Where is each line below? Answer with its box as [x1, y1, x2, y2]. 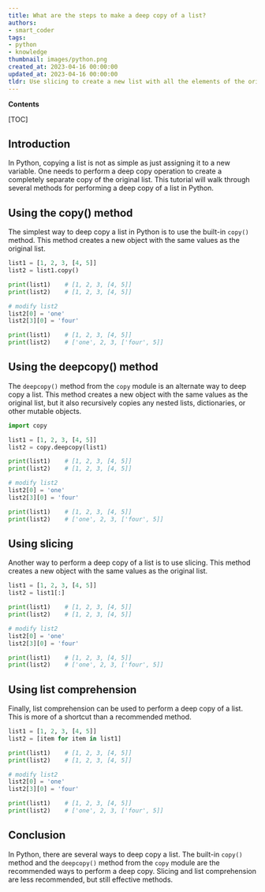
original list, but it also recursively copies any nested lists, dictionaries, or [8, 397, 246, 407]
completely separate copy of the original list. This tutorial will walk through [8, 175, 250, 185]
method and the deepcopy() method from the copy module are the [8, 857, 220, 868]
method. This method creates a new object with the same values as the [8, 236, 241, 245]
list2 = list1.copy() [8, 267, 80, 274]
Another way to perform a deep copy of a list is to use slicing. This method [8, 558, 251, 568]
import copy [8, 421, 47, 430]
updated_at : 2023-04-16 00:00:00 [8, 70, 118, 78]
